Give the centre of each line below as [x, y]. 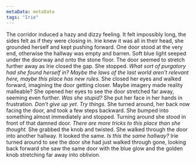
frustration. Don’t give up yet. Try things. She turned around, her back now [98, 104]
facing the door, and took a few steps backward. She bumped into [88, 110]
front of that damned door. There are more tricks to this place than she [94, 123]
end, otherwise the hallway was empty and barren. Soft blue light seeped [96, 53]
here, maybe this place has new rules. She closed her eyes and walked [94, 79]
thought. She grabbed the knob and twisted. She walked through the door [97, 129]
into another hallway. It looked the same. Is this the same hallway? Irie [92, 135]
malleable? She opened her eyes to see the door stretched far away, [90, 91]
